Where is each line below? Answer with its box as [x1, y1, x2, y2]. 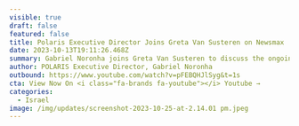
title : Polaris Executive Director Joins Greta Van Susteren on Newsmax [9, 37, 285, 47]
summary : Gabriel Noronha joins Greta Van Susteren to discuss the [9, 54, 265, 63]
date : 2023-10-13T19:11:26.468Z [9, 46, 129, 55]
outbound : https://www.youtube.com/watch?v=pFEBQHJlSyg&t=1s [9, 71, 241, 80]
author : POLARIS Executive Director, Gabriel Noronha [9, 63, 214, 72]
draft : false [9, 21, 58, 30]
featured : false [9, 29, 69, 38]
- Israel [17, 95, 50, 105]
